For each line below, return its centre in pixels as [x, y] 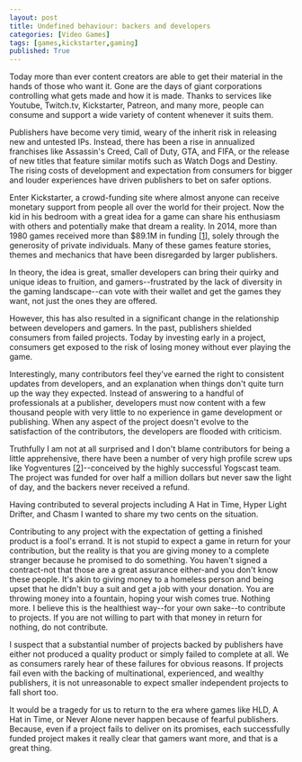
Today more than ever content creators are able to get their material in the [146, 76]
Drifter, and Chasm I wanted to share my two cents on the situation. [134, 515]
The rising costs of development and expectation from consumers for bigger [151, 171]
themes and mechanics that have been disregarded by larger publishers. [144, 255]
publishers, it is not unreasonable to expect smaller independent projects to [149, 683]
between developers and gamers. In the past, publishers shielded [130, 328]
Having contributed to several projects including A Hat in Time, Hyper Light [148, 505]
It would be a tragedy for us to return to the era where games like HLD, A [144, 710]
